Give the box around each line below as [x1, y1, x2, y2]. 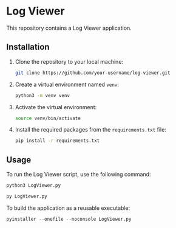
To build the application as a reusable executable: [6, 204, 130, 212]
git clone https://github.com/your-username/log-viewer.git [15, 70, 171, 76]
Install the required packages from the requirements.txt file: [15, 126, 167, 133]
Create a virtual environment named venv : [15, 81, 120, 88]
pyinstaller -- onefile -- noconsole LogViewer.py [6, 216, 132, 222]
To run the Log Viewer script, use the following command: [6, 171, 151, 178]
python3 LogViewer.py [6, 183, 61, 189]
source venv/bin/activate [15, 115, 81, 121]
